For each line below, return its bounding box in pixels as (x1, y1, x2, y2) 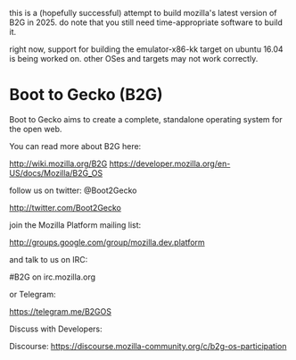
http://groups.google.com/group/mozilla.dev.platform (9, 237, 205, 247)
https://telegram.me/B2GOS (9, 306, 111, 316)
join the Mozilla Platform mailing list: (9, 219, 142, 230)
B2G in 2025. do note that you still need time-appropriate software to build (9, 17, 283, 28)
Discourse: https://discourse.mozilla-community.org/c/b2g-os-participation (9, 340, 287, 351)
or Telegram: (9, 289, 56, 299)
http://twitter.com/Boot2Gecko (9, 202, 122, 213)
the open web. (9, 123, 62, 134)
